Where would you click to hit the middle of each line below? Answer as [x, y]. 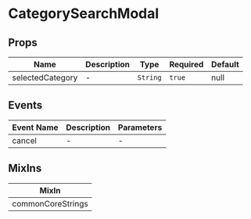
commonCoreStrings [50, 203]
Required [186, 65]
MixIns [25, 169]
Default [225, 65]
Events [25, 105]
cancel [25, 140]
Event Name [35, 127]
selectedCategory [45, 77]
